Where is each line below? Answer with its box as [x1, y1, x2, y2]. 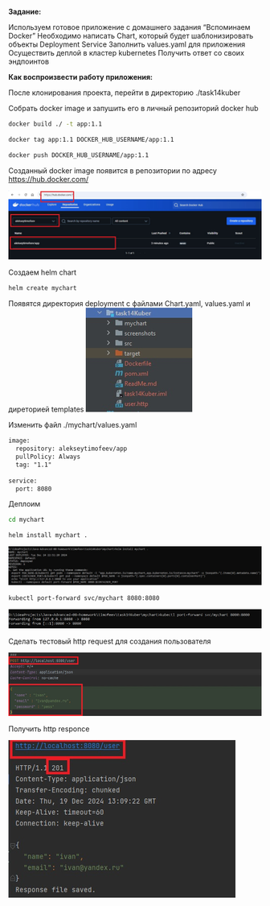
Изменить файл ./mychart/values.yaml [8, 420, 137, 430]
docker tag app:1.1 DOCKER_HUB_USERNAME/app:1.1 [8, 135, 174, 143]
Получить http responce [8, 724, 90, 734]
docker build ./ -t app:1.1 [8, 120, 103, 128]
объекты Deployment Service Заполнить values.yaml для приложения [8, 39, 246, 49]
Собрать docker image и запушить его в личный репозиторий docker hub [8, 104, 259, 113]
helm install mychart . [8, 532, 88, 540]
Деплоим [8, 499, 41, 509]
